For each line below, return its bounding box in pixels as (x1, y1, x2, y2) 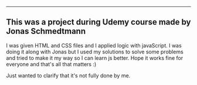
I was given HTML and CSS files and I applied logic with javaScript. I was (6, 42, 182, 49)
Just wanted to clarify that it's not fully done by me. (6, 72, 131, 79)
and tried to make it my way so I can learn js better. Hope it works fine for (6, 54, 184, 62)
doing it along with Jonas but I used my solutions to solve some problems (6, 48, 184, 55)
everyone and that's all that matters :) (6, 60, 97, 67)
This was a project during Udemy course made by (6, 17, 191, 27)
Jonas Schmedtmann (6, 26, 86, 36)
